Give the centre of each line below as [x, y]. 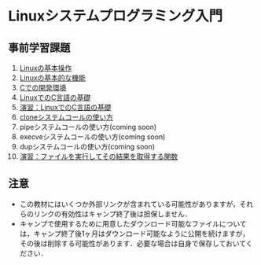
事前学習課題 [39, 48]
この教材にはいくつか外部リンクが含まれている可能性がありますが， [129, 204]
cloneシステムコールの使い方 [66, 117]
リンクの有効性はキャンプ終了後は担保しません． [112, 214]
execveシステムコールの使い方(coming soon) [92, 137]
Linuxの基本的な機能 [53, 78]
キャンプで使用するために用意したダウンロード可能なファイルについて [133, 223]
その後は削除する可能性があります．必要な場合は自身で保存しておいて [132, 243]
